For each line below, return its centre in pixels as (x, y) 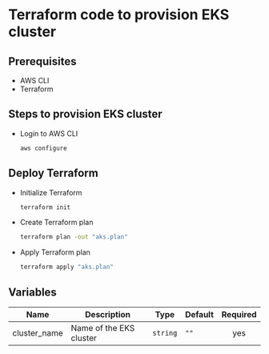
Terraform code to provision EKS (119, 15)
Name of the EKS (103, 328)
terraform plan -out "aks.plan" (74, 237)
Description (108, 314)
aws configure (43, 148)
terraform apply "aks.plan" (66, 267)
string (165, 333)
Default (200, 314)
